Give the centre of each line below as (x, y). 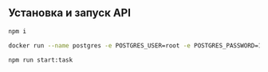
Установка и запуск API (70, 13)
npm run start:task (41, 60)
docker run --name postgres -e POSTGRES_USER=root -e (100, 45)
